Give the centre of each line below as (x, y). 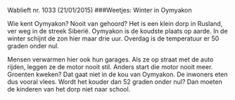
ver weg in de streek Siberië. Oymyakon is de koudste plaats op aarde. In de (118, 31)
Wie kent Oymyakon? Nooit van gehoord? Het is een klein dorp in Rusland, (115, 23)
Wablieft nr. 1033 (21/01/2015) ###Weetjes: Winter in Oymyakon (100, 10)
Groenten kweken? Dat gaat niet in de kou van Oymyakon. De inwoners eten (118, 74)
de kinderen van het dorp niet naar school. (69, 89)
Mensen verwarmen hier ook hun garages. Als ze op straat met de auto (110, 59)
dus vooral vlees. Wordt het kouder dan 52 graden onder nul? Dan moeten (115, 82)
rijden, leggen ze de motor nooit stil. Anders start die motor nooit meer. (110, 67)
